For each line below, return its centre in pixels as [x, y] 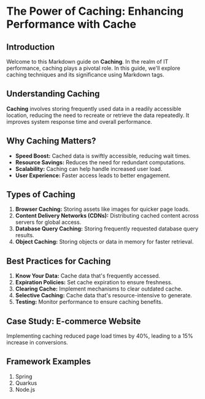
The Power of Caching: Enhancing [95, 11]
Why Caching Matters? [51, 141]
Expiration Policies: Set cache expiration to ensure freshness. [94, 283]
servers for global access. [48, 222]
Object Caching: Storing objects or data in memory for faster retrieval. [104, 242]
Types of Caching [41, 195]
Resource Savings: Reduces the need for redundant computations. [100, 162]
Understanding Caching [53, 94]
